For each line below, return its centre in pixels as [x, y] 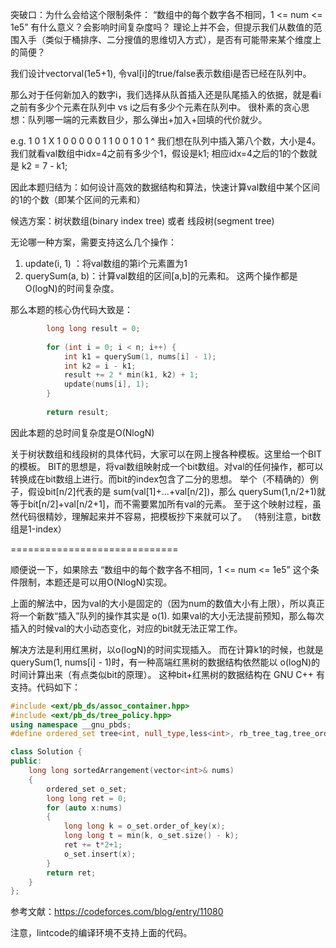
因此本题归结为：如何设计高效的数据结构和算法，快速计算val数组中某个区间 [165, 187]
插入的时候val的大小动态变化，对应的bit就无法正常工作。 [126, 628]
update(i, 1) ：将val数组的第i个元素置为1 [106, 263]
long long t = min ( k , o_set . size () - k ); [151, 836]
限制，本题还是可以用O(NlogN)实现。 [95, 582]
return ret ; [71, 873]
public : [26, 761]
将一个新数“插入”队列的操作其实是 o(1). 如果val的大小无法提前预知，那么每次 [167, 615]
